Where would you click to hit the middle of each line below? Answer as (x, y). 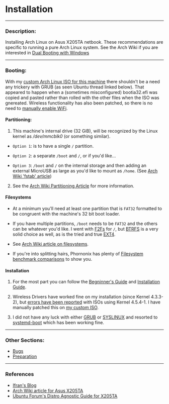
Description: (21, 31)
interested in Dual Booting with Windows (47, 53)
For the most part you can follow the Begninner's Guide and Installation (86, 282)
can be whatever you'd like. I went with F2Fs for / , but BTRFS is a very (85, 229)
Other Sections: (25, 340)
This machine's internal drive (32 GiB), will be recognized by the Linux (85, 131)
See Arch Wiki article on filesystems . (51, 244)
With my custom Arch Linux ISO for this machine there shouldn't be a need (82, 81)
